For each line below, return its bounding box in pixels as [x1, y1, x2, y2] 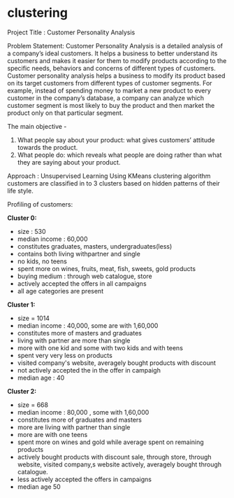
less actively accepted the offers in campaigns [17, 475, 152, 483]
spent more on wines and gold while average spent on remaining [17, 438, 204, 446]
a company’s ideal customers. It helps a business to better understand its [7, 49, 218, 57]
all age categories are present [17, 286, 103, 295]
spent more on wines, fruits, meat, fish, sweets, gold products [17, 264, 196, 272]
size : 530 [17, 227, 46, 235]
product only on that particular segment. [7, 109, 124, 117]
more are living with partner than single [17, 422, 131, 431]
